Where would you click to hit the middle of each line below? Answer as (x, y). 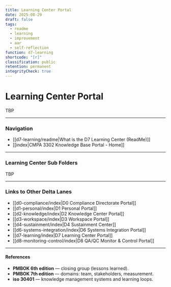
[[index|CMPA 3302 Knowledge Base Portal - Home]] (68, 145)
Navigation (19, 129)
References (18, 257)
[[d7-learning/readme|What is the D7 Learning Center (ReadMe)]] (81, 140)
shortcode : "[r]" (24, 57)
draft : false (19, 19)
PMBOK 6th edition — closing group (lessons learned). (70, 268)
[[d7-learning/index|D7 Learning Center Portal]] (63, 235)
